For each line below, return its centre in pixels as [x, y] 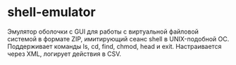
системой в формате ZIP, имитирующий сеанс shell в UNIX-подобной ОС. [118, 38]
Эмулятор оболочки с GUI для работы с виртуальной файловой [103, 31]
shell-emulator [52, 12]
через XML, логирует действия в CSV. [64, 54]
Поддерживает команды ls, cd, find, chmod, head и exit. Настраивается [114, 46]
